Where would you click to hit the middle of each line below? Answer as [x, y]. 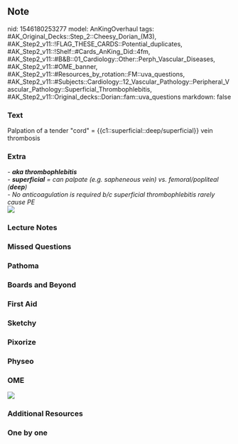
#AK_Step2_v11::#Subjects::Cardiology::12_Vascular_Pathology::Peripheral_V [118, 82]
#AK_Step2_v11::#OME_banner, [53, 66]
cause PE [21, 202]
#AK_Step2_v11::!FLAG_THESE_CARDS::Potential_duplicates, [95, 44]
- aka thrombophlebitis [42, 172]
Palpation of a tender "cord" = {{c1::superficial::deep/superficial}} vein [110, 131]
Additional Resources [45, 413]
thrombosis [24, 139]
